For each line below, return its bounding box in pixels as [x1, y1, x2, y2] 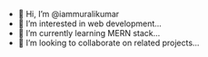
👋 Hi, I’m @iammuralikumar [17, 9, 120, 19]
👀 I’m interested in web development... [17, 18, 162, 29]
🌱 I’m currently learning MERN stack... [17, 28, 161, 38]
